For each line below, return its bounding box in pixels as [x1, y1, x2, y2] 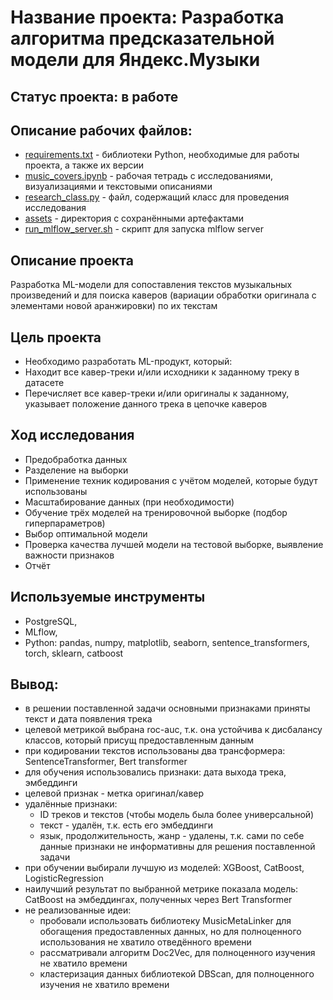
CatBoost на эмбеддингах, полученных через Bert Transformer [24, 894, 293, 906]
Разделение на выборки [24, 464, 129, 476]
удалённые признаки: [24, 798, 118, 810]
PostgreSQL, [24, 615, 78, 627]
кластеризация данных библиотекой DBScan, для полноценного [39, 968, 315, 980]
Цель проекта [10, 329, 102, 346]
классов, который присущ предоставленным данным [24, 734, 255, 746]
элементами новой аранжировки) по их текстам [10, 300, 218, 312]
